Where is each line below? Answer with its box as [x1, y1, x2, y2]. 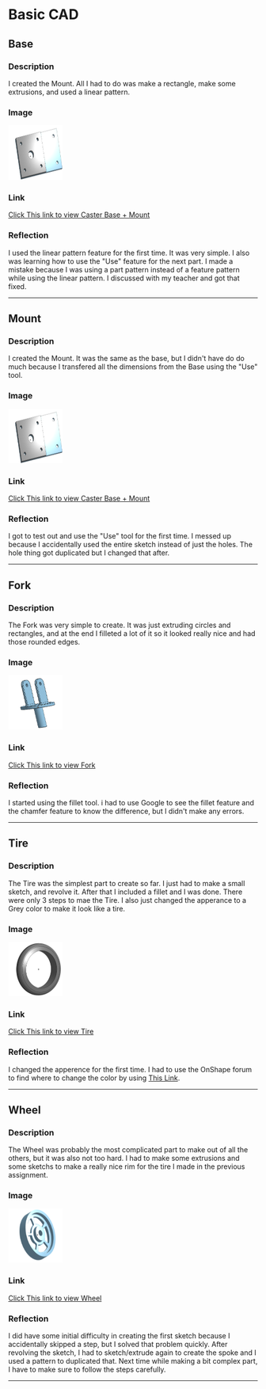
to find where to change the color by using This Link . [8, 1073, 180, 1083]
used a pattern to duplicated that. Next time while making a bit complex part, [8, 1357, 258, 1366]
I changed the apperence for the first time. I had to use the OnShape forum [8, 1064, 253, 1074]
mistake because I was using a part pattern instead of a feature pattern [8, 264, 240, 274]
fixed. [8, 281, 27, 291]
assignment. [8, 1170, 49, 1180]
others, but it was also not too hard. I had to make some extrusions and [8, 1154, 240, 1163]
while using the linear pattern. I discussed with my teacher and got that [8, 273, 240, 283]
